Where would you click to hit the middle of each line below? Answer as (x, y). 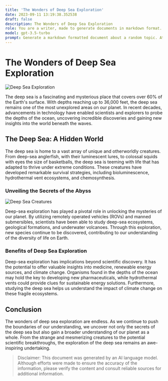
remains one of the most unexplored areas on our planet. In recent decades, (83, 107)
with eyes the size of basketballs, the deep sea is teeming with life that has (82, 162)
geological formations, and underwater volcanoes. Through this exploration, (83, 227)
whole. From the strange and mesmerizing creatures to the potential (75, 337)
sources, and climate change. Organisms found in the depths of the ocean (82, 272)
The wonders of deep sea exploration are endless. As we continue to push (82, 321)
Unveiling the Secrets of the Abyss (48, 191)
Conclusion (23, 309)
